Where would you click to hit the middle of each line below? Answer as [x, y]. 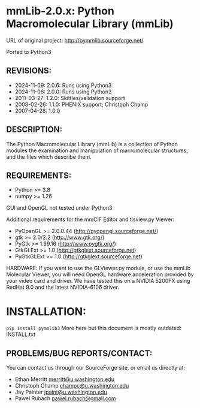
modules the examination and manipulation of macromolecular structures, [97, 150]
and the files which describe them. [49, 156]
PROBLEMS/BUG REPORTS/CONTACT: [79, 353]
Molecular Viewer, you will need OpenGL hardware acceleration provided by [100, 274]
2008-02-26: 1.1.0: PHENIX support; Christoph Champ [81, 104]
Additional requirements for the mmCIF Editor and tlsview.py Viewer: [90, 219]
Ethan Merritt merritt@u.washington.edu [65, 379]
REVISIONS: [29, 71]
